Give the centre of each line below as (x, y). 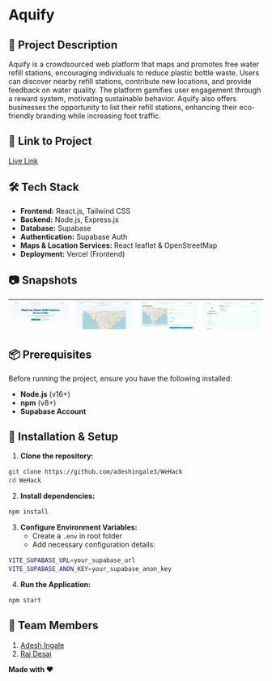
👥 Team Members (53, 626)
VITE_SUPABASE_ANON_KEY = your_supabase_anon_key (90, 568)
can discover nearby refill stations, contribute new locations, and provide (130, 81)
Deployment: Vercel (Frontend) (72, 253)
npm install (28, 512)
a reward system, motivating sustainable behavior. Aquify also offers (123, 98)
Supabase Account (53, 411)
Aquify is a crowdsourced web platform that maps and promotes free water (134, 64)
